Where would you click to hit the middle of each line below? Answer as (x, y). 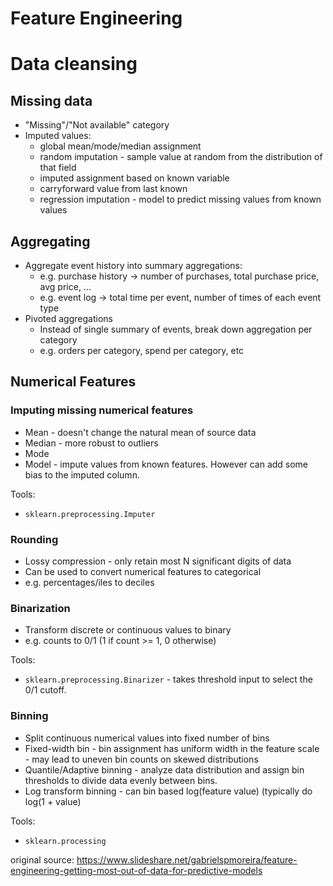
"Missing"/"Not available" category (97, 125)
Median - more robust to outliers (91, 443)
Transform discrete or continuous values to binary (128, 630)
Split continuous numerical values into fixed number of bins (147, 738)
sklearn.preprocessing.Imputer (90, 514)
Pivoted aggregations (68, 318)
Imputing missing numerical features (102, 410)
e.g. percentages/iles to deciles (89, 582)
